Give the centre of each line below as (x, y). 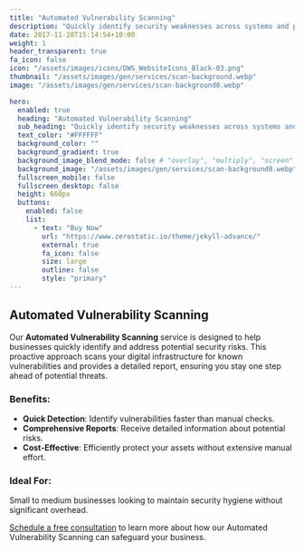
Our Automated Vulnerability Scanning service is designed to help (135, 337)
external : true (71, 245)
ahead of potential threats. (59, 375)
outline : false (71, 270)
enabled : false (54, 211)
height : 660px (44, 194)
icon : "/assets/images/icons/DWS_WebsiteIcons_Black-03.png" (127, 69)
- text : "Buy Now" (68, 227)
